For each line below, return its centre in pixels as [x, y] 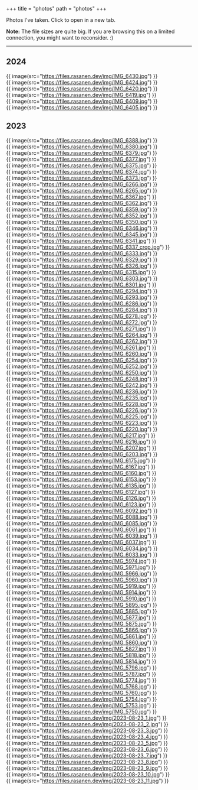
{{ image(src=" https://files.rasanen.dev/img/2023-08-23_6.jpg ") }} [87, 749]
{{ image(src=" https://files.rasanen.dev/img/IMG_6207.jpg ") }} [82, 448]
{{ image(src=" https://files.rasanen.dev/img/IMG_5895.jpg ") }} [82, 604]
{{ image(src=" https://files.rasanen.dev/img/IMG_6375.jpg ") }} [82, 165]
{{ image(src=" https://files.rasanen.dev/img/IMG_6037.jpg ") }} [82, 542]
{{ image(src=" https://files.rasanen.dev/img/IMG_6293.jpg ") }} [82, 297]
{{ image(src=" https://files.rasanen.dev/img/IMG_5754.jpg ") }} [82, 699]
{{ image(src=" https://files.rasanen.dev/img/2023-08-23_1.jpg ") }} [86, 718]
